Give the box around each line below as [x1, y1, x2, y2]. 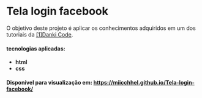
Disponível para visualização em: [6, 79, 93, 86]
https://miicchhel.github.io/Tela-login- [93, 79, 195, 86]
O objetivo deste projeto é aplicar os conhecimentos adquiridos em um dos [6, 24, 196, 32]
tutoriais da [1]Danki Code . [6, 30, 73, 38]
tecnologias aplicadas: [6, 44, 65, 52]
